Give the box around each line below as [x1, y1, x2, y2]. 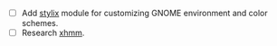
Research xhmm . [21, 27, 85, 39]
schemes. [21, 18, 59, 29]
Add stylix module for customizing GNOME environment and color [21, 8, 268, 18]
